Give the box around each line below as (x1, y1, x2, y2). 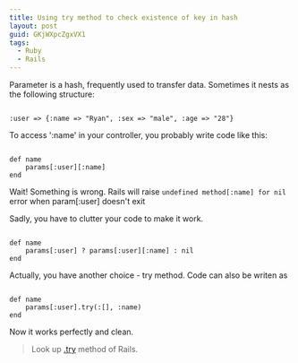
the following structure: (9, 89, 96, 99)
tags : (9, 38, 30, 48)
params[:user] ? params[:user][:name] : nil (25, 246, 194, 255)
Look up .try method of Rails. (30, 344, 139, 354)
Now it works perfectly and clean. (9, 326, 134, 337)
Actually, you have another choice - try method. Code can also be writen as (9, 270, 288, 281)
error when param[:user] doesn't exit (9, 196, 146, 206)
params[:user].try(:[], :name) (25, 303, 142, 312)
